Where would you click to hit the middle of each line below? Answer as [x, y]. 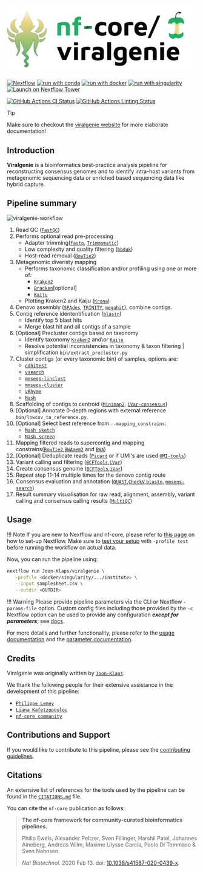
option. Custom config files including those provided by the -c [115, 608]
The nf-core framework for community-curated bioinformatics [102, 820]
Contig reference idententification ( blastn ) [68, 313]
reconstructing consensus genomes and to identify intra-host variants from [101, 171]
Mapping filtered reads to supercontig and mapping [80, 443]
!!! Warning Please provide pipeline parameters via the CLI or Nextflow [95, 602]
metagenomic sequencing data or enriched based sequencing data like [96, 178]
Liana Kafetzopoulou [42, 710]
